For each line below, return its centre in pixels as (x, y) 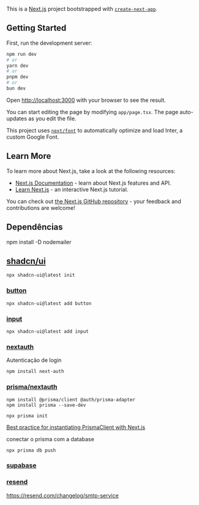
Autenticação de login (34, 360)
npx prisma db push (31, 450)
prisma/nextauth (32, 387)
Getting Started (36, 28)
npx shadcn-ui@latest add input (47, 331)
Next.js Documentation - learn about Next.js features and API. (93, 183)
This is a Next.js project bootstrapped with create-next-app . (82, 9)
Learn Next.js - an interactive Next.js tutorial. (72, 189)
